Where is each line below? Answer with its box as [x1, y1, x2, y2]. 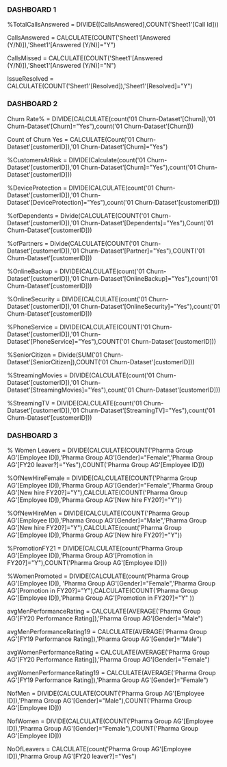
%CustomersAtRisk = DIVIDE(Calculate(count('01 [7, 155, 146, 164]
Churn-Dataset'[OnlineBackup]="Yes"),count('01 [80, 274, 218, 282]
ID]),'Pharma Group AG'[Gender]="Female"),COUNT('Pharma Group [7, 724, 199, 732]
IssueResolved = [7, 75, 54, 83]
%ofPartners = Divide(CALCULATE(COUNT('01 [7, 239, 139, 247]
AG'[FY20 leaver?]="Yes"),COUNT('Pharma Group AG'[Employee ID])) [7, 460, 205, 468]
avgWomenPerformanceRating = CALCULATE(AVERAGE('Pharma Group [7, 648, 210, 656]
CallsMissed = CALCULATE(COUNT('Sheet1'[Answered [7, 54, 163, 62]
